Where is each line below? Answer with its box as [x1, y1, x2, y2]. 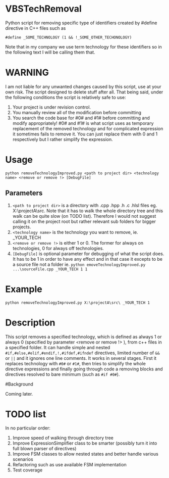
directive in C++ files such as [5, 25, 66, 31]
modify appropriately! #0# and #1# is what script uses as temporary [12, 120, 154, 126]
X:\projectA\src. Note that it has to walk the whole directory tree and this [12, 208, 163, 214]
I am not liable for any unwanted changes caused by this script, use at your [5, 83, 161, 89]
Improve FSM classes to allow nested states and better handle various [12, 451, 159, 457]
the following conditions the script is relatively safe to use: [5, 94, 126, 100]
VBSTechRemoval [5, 3, 82, 15]
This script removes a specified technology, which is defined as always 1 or [5, 333, 162, 340]
